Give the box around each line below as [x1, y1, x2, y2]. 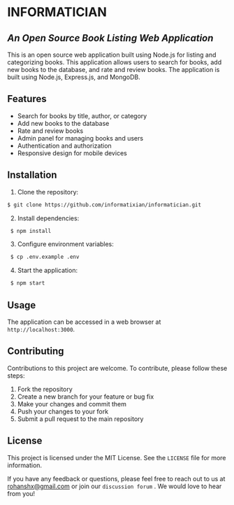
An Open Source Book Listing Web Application [7, 32, 214, 44]
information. [7, 461, 43, 469]
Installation [7, 169, 57, 181]
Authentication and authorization [17, 141, 112, 150]
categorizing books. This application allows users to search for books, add [7, 58, 222, 66]
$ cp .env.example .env [10, 253, 80, 261]
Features [7, 93, 47, 105]
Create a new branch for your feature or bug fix [17, 392, 154, 401]
